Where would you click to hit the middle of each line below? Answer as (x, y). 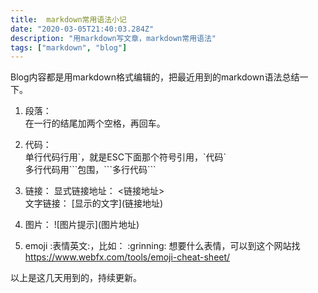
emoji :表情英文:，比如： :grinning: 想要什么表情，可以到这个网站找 (162, 246)
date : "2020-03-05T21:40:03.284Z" (82, 29)
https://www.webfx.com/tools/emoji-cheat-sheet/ (127, 257)
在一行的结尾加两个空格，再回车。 (95, 123)
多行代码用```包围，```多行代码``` (90, 170)
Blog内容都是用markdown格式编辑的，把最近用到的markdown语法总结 (155, 77)
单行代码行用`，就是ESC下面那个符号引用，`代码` (125, 157)
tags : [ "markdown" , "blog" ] (69, 47)
